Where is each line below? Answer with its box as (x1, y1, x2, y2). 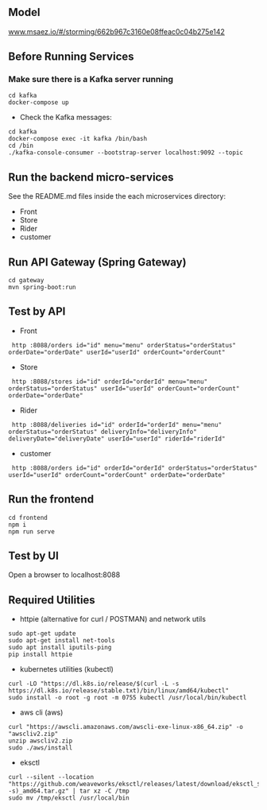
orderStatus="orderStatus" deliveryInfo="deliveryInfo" (8, 428, 197, 436)
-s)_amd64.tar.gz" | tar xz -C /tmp (8, 787, 130, 796)
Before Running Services (8, 50, 134, 63)
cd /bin (8, 141, 34, 150)
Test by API (8, 304, 66, 319)
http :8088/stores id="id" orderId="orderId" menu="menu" (11, 378, 208, 386)
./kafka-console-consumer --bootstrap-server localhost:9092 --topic (8, 149, 244, 157)
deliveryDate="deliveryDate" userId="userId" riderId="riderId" (8, 435, 226, 443)
